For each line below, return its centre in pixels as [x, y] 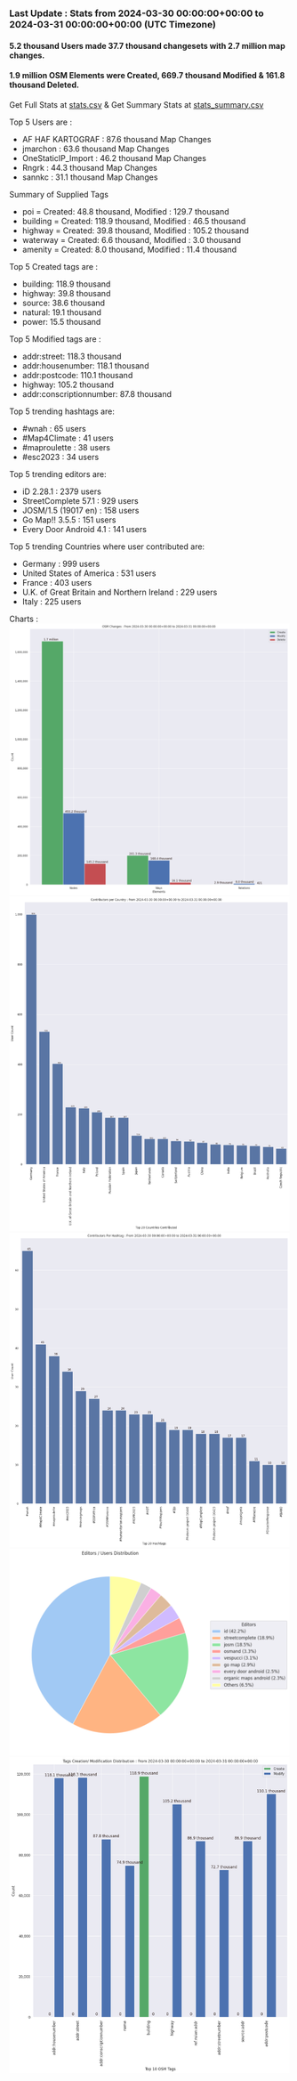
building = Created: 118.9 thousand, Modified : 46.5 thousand [134, 221]
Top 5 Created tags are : [54, 266]
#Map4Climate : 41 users [68, 438]
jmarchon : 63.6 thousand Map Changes [96, 149]
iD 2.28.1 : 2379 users [62, 491]
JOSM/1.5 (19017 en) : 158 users [80, 510]
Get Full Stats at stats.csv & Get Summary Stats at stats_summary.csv [136, 104]
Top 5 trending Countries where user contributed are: [107, 547]
